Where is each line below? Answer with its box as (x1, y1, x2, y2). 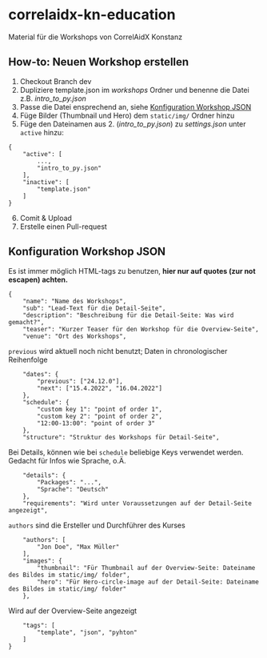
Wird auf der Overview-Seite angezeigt (8, 606, 137, 616)
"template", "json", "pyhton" (37, 628, 137, 636)
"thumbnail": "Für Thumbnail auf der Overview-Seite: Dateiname (37, 564, 256, 572)
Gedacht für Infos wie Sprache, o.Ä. (8, 455, 126, 465)
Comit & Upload (19, 213, 72, 223)
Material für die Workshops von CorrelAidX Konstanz (8, 32, 182, 42)
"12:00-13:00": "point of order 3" (37, 419, 156, 427)
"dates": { (22, 370, 59, 378)
